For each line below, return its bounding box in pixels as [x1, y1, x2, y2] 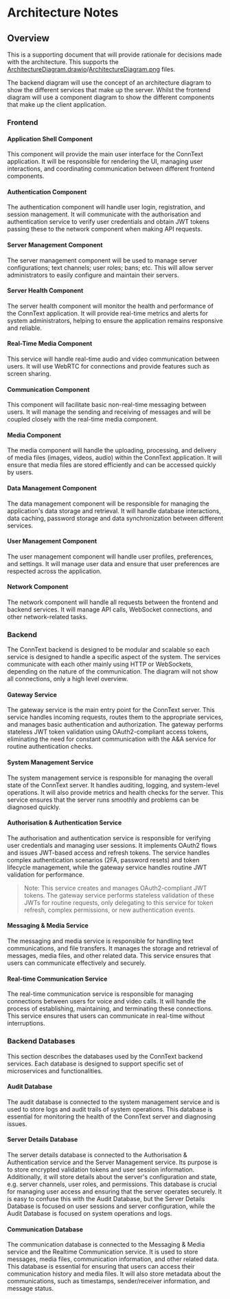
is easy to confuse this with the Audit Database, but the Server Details [7, 1194, 205, 1203]
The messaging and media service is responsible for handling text [7, 937, 194, 945]
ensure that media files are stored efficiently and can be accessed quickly [7, 461, 216, 469]
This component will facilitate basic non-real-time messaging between [7, 401, 207, 409]
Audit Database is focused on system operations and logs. [7, 1209, 172, 1217]
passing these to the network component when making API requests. [7, 225, 203, 233]
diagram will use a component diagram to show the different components [7, 93, 215, 101]
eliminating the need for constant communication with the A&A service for [7, 735, 216, 743]
